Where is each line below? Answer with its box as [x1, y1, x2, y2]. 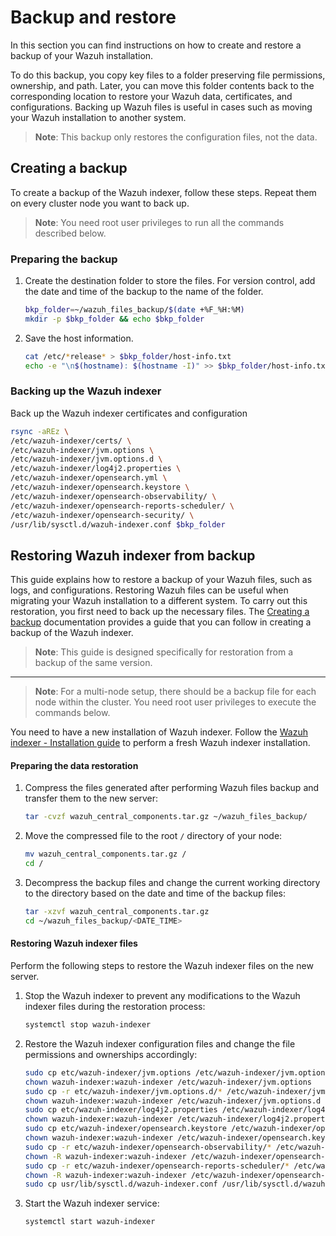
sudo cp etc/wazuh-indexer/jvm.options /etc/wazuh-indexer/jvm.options [24, 1067, 330, 1078]
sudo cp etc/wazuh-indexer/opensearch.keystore [24, 1124, 227, 1134]
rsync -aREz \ [10, 426, 70, 436]
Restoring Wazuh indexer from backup [10, 547, 256, 564]
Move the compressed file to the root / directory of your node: [24, 830, 283, 842]
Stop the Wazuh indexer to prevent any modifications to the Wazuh [24, 990, 301, 1002]
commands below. [34, 707, 111, 719]
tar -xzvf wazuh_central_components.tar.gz [24, 907, 210, 917]
